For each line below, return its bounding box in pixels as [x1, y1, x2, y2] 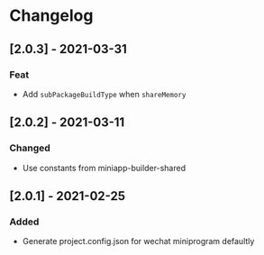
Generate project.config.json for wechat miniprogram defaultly [22, 236, 255, 247]
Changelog [9, 5, 94, 26]
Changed [9, 141, 51, 154]
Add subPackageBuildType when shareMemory [22, 88, 187, 99]
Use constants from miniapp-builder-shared [22, 162, 187, 173]
